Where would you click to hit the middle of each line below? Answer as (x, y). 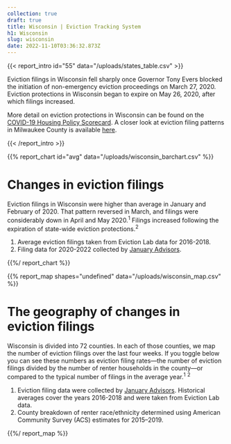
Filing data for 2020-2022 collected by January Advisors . (99, 249)
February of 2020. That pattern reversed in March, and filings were (103, 211)
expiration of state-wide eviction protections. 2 (73, 228)
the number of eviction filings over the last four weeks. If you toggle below (113, 354)
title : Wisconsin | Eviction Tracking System (74, 26)
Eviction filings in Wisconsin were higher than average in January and (107, 204)
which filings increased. (41, 101)
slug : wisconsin (31, 40)
